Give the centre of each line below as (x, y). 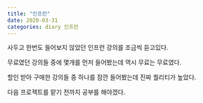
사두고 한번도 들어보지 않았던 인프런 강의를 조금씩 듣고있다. (88, 48)
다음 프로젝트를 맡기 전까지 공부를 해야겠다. (66, 92)
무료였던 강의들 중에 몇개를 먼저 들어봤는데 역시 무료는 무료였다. (94, 62)
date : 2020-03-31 (33, 20)
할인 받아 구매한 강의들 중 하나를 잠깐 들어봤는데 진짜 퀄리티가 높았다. (102, 77)
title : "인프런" (29, 14)
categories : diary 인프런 (43, 27)
